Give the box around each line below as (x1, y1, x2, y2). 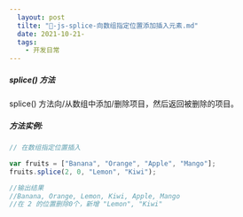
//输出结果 (9, 183, 44, 192)
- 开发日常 (25, 46, 60, 55)
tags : (17, 37, 38, 47)
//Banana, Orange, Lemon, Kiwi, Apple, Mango (9, 191, 180, 200)
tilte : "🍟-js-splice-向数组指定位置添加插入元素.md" (17, 21, 199, 30)
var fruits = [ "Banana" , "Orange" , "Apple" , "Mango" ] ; (9, 159, 216, 168)
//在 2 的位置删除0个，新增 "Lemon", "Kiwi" (9, 200, 163, 209)
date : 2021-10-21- (17, 29, 86, 38)
